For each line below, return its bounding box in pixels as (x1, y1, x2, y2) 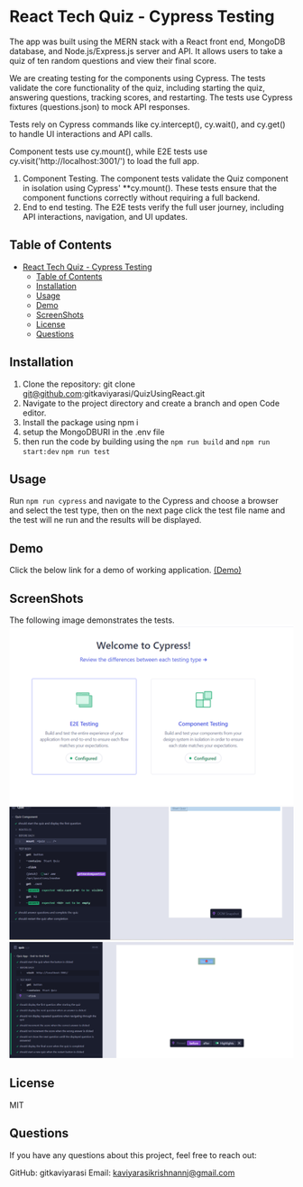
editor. (22, 407, 47, 418)
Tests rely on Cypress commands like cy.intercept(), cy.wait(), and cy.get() (9, 119, 286, 130)
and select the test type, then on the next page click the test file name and (9, 505, 286, 516)
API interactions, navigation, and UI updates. (22, 211, 188, 222)
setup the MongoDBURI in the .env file (22, 426, 165, 437)
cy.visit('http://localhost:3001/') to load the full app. (9, 155, 200, 166)
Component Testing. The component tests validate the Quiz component (22, 173, 289, 184)
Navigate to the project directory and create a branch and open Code (22, 397, 280, 408)
